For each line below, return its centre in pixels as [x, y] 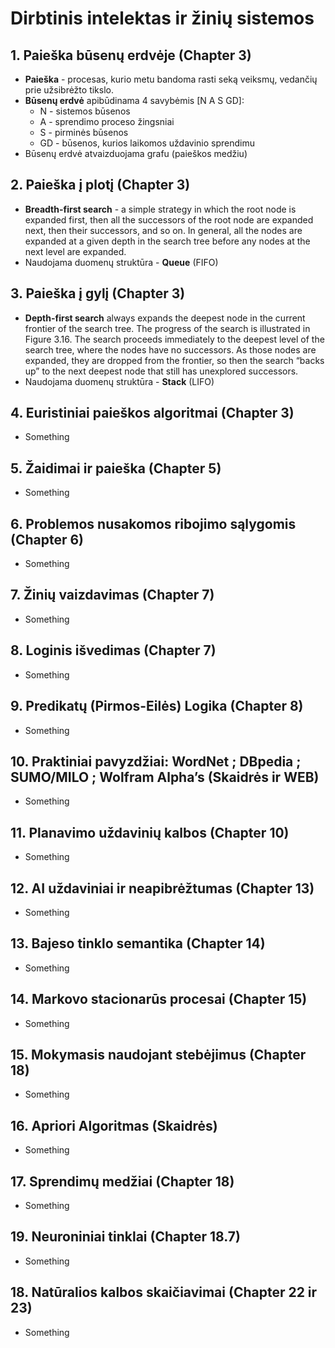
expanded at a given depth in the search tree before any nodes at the [167, 241]
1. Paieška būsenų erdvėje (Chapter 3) [131, 55]
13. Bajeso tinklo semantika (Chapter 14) [138, 943]
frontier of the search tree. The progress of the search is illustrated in [167, 328]
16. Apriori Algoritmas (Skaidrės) [114, 1125]
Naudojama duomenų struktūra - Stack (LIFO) [119, 381]
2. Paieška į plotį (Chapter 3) [100, 185]
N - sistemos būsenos [85, 111]
